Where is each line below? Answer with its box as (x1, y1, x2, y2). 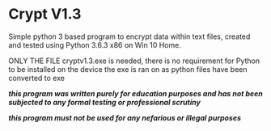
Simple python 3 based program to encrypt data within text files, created (8, 32, 251, 41)
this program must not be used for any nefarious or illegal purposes (8, 112, 241, 122)
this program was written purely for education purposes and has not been (8, 88, 263, 98)
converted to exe (8, 73, 65, 82)
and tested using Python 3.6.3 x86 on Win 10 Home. (8, 40, 182, 49)
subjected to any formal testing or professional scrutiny (8, 97, 201, 107)
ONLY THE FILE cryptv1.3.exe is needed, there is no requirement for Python (8, 56, 260, 65)
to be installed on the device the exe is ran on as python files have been (8, 64, 248, 74)
